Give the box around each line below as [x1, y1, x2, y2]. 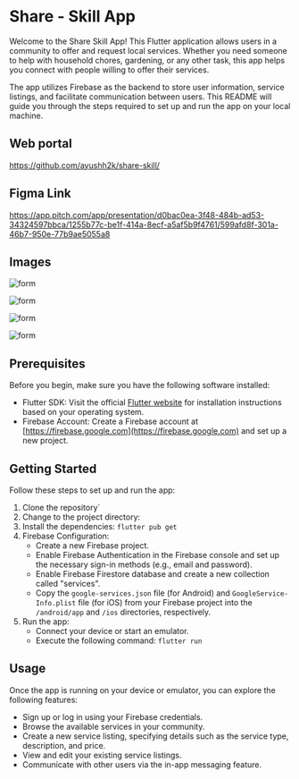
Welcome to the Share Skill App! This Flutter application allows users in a [9, 36, 278, 47]
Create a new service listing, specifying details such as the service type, [21, 731, 289, 741]
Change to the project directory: [21, 512, 141, 522]
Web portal [9, 136, 73, 151]
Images [9, 254, 52, 269]
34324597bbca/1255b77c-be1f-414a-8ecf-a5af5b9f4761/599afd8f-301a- [9, 219, 279, 230]
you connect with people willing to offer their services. [9, 64, 210, 75]
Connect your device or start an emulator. [35, 626, 189, 636]
